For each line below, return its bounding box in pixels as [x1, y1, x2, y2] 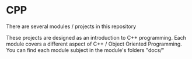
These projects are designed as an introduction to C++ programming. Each [6, 34, 187, 41]
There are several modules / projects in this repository [6, 23, 137, 30]
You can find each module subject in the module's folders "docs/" [6, 46, 165, 53]
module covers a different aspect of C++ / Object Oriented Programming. [6, 40, 182, 47]
